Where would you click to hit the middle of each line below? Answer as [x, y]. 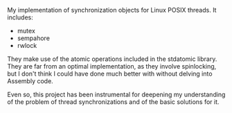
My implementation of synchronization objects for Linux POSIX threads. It [112, 10]
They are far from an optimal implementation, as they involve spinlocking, [112, 66]
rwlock [27, 45]
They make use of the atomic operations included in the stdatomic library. [112, 59]
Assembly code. [30, 81]
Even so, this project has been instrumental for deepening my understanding [116, 94]
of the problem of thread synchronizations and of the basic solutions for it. [113, 102]
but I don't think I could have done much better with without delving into [110, 73]
